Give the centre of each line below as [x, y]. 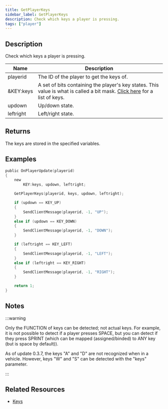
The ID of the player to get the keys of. [83, 77]
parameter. [16, 364]
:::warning [15, 318]
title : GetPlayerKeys [28, 10]
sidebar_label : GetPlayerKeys [37, 14]
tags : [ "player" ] [23, 24]
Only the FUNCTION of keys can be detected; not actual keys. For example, [83, 327]
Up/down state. [56, 105]
